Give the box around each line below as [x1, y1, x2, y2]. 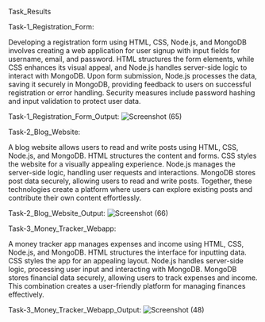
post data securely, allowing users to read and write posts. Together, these [8, 176, 252, 186]
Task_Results [8, 7, 52, 16]
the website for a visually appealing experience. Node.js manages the [8, 159, 236, 169]
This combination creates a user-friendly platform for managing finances [8, 282, 246, 290]
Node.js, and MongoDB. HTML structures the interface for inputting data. [8, 247, 248, 257]
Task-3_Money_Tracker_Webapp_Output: [8, 305, 142, 314]
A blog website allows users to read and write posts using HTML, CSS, [8, 143, 239, 151]
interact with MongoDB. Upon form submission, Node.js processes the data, [8, 71, 258, 80]
